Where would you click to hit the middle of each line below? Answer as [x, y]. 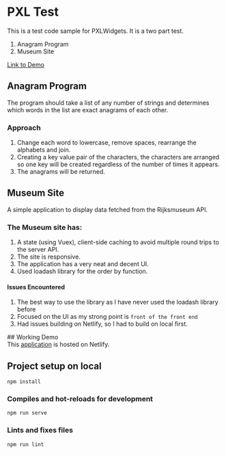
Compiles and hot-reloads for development [80, 399]
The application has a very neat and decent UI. [83, 264]
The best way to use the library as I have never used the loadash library [117, 302]
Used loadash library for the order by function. [82, 272]
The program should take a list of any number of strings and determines [108, 103]
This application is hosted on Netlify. [58, 344]
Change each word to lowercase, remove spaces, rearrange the [107, 143]
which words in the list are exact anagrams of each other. [88, 109]
